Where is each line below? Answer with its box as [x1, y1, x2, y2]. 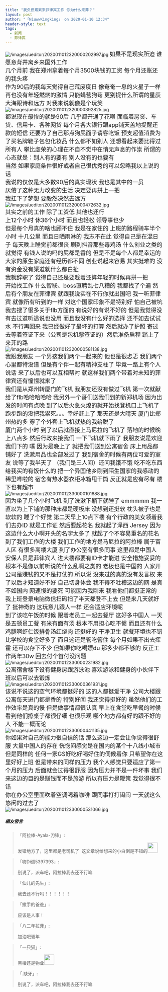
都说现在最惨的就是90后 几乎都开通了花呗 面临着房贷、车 [5, 113, 157, 120]
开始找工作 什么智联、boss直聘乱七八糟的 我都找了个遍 [5, 282, 151, 289]
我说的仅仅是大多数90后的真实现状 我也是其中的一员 [5, 178, 144, 186]
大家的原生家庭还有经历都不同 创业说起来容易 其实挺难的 [5, 257, 155, 265]
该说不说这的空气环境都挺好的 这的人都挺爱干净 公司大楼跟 [5, 688, 161, 695]
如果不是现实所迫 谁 [109, 50, 162, 58]
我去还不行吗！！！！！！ [17, 890, 71, 896]
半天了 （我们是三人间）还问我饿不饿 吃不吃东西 [35, 459, 163, 466]
